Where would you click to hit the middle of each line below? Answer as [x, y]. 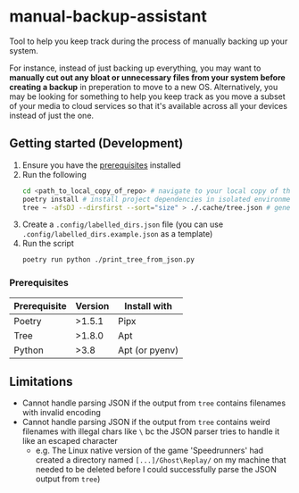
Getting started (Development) [96, 143]
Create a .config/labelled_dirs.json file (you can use [123, 224]
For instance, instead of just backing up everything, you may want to [135, 68]
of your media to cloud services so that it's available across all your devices [149, 105]
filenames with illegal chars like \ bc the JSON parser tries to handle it [150, 431]
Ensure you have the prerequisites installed [101, 165]
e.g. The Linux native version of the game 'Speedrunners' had [149, 451]
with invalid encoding [61, 413]
